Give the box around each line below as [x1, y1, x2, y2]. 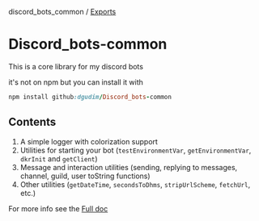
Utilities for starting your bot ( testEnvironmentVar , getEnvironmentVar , [19, 145, 252, 155]
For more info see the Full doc [8, 203, 108, 213]
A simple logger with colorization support [19, 136, 158, 146]
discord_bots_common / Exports [8, 7, 117, 16]
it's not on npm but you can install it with [8, 77, 143, 87]
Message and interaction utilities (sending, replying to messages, [19, 162, 238, 172]
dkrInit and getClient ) [19, 153, 99, 164]
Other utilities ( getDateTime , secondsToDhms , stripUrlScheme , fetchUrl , [19, 179, 251, 189]
